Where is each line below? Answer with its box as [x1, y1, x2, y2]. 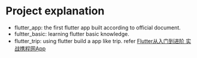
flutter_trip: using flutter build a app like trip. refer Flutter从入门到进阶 [14, 37, 185, 44]
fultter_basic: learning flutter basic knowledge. [14, 30, 129, 37]
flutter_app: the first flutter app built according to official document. [14, 24, 181, 31]
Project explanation [5, 4, 105, 18]
